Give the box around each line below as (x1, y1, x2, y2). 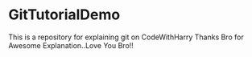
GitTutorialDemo (8, 6, 121, 24)
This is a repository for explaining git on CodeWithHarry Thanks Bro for (8, 32, 244, 42)
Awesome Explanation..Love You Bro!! (8, 40, 134, 50)
